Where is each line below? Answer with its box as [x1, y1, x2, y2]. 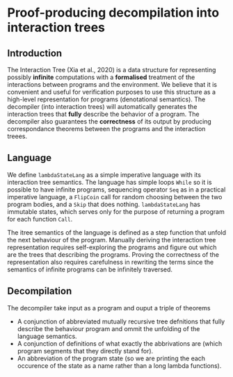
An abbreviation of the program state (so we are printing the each [17, 354, 206, 362]
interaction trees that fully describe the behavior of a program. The [7, 110, 200, 118]
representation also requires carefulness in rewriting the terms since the [7, 258, 214, 266]
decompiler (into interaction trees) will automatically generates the [7, 103, 198, 110]
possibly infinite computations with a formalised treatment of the [7, 73, 195, 81]
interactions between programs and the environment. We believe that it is [7, 81, 218, 88]
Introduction [7, 47, 63, 59]
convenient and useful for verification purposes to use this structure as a [7, 88, 216, 96]
